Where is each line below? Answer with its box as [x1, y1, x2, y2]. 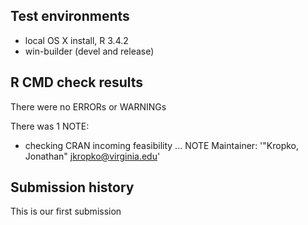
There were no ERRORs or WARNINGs [10, 100, 167, 113]
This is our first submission [10, 205, 122, 218]
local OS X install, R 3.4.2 [24, 34, 129, 46]
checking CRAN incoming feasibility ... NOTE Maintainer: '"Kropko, [24, 139, 300, 151]
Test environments [10, 8, 130, 25]
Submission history [10, 179, 135, 196]
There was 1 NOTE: [10, 120, 90, 132]
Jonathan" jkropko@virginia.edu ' [24, 150, 161, 162]
